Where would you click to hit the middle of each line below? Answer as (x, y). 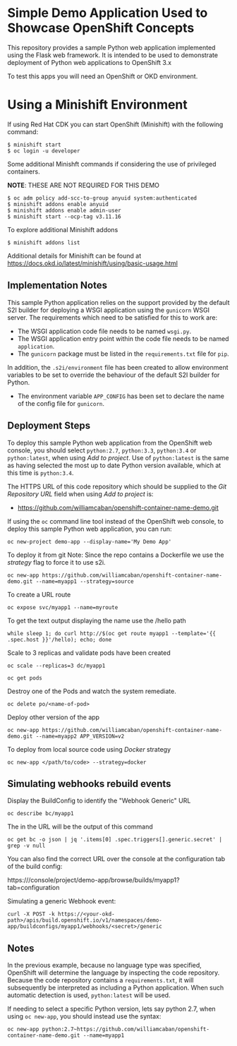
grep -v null (26, 846)
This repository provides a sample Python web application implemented (111, 47)
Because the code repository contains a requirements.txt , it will (101, 980)
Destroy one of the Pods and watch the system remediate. (92, 691)
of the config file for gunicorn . (61, 403)
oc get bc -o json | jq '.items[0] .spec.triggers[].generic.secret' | (115, 840)
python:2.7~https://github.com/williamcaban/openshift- (126, 1029)
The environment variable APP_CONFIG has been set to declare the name (121, 396)
